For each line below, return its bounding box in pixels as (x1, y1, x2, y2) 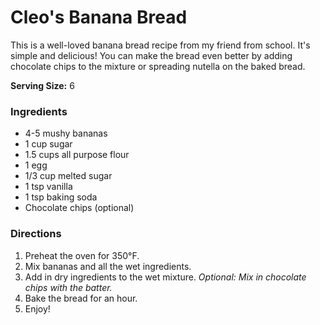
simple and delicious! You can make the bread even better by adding (10, 49, 293, 61)
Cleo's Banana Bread (10, 6, 188, 29)
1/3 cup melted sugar (24, 170, 113, 182)
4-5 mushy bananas (24, 127, 108, 140)
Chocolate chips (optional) (24, 202, 135, 214)
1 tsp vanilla (24, 181, 73, 193)
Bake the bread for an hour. (24, 292, 138, 304)
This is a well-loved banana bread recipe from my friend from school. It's (10, 39, 311, 51)
